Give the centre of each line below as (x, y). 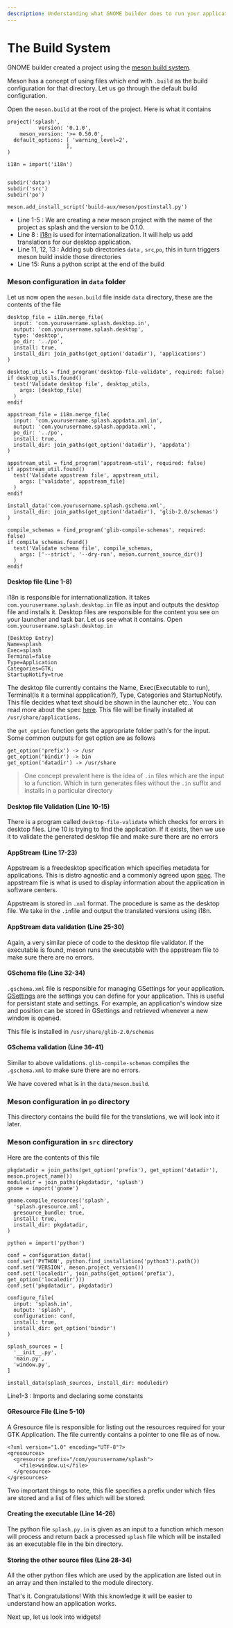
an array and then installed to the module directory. (80, 1583)
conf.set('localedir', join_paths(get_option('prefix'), (91, 1273)
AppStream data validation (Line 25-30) (66, 927)
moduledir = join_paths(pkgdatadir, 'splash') (76, 1182)
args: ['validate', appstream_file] (73, 481)
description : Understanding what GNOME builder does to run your (103, 14)
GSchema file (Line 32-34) (46, 973)
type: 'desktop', (38, 335)
